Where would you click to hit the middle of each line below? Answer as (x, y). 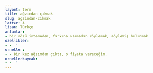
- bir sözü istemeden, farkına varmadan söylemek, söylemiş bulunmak (77, 36)
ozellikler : (17, 41)
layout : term (18, 9)
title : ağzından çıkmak (29, 14)
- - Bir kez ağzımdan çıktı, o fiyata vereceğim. (56, 54)
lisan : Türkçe (19, 27)
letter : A (15, 23)
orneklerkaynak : (21, 59)
